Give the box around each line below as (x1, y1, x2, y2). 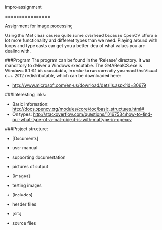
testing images (12, 182, 42, 188)
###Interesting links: (5, 92, 46, 97)
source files (12, 220, 36, 226)
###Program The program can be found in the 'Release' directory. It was (5, 57, 151, 63)
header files (12, 201, 36, 207)
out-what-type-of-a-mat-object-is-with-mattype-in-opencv (12, 117, 132, 122)
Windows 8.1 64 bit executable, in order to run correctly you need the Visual (5, 68, 157, 73)
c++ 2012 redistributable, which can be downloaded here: (5, 73, 121, 78)
